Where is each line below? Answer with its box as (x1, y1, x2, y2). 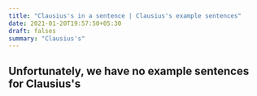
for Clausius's (8, 77, 81, 90)
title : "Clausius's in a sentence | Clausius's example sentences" (8, 11, 242, 20)
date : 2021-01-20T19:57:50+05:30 (8, 19, 122, 27)
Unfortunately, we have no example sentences (8, 64, 250, 77)
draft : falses (8, 27, 57, 35)
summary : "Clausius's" (8, 34, 85, 43)
